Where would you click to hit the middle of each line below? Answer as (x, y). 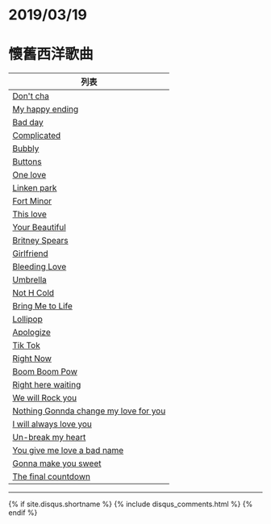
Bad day (28, 123)
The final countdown (52, 476)
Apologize (31, 333)
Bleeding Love (40, 266)
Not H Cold (33, 293)
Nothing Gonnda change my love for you (89, 411)
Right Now (32, 358)
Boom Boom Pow (45, 371)
